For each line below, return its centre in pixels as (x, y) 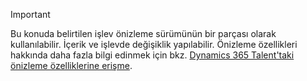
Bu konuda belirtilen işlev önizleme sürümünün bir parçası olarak (143, 33)
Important (30, 14)
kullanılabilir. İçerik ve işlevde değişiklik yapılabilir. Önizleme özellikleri (154, 44)
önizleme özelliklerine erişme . (71, 65)
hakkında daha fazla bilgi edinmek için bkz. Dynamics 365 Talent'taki (152, 55)
